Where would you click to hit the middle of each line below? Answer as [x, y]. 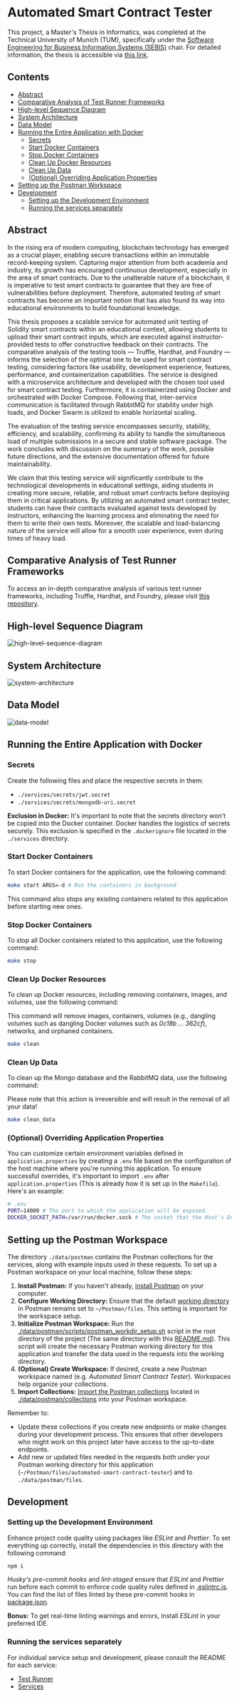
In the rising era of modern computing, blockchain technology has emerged [118, 247]
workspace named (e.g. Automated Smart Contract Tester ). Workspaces [124, 1376]
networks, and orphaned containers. [61, 1031]
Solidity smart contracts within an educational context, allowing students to [117, 329]
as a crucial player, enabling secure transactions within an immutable [108, 255]
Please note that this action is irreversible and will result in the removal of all [118, 1099]
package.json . [28, 1602]
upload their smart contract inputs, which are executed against [99, 337]
